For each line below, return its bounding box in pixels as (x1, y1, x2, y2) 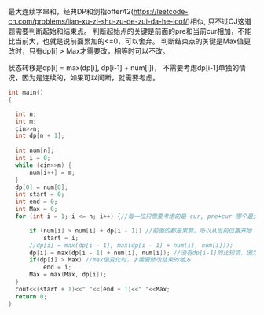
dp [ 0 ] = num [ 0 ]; (15, 183, 68, 191)
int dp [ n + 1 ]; (15, 132, 65, 140)
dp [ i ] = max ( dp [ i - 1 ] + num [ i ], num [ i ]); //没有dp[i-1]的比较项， (28, 249, 247, 257)
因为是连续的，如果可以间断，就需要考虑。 (21, 73, 159, 82)
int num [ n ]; (15, 146, 55, 155)
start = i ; (42, 234, 79, 242)
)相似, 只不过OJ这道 (187, 17, 252, 26)
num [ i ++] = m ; (28, 169, 76, 176)
